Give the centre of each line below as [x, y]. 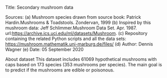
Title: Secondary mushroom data [39, 7]
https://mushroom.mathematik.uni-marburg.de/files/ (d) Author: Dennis [79, 44]
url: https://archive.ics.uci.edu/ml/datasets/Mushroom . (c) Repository [76, 33]
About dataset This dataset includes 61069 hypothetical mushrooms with [81, 59]
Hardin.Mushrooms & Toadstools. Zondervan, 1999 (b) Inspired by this [78, 23]
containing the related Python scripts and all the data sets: [66, 38]
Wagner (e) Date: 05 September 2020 [45, 49]
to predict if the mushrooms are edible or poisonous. [60, 70]
